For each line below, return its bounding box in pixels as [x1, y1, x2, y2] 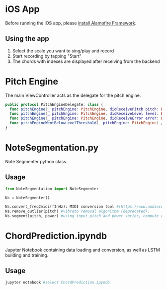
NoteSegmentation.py [5, 142, 98, 153]
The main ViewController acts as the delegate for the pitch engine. [5, 92, 141, 98]
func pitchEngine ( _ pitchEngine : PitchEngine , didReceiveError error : [9, 116, 159, 121]
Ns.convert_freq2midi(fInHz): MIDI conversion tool [5, 204, 114, 209]
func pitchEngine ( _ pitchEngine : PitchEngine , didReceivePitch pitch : [9, 106, 159, 112]
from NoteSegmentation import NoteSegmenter [5, 186, 99, 191]
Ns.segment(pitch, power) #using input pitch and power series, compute [5, 214, 159, 219]
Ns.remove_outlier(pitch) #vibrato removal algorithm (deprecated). [5, 209, 150, 214]
